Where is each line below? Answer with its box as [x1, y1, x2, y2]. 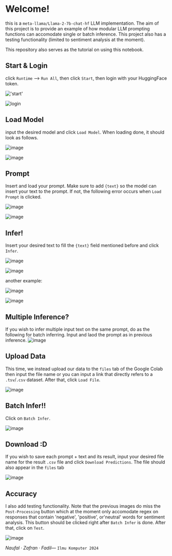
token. [5, 80, 19, 86]
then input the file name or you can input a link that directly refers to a [5, 371, 153, 377]
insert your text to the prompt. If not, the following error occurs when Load [5, 188, 162, 194]
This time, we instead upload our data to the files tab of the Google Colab [5, 366, 163, 372]
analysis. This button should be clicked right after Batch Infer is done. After [5, 519, 166, 526]
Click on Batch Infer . [5, 415, 51, 421]
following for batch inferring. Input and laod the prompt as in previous [5, 332, 152, 337]
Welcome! [5, 3, 50, 15]
